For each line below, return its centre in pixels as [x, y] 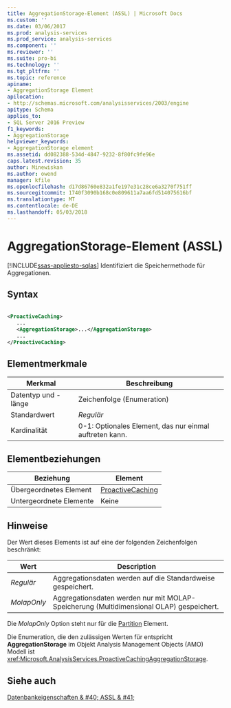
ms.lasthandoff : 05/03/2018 [47, 212]
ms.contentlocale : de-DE [43, 206]
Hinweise [27, 526]
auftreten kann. [102, 434]
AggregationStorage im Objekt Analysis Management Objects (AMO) [106, 645]
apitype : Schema [30, 110]
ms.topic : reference [37, 78]
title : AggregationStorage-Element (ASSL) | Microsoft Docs [95, 13]
